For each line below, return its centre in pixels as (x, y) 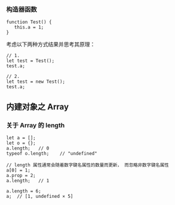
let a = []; (21, 138)
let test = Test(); (30, 61)
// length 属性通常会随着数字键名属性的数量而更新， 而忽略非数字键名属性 (87, 165)
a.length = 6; (24, 191)
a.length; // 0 (28, 148)
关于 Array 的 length (36, 125)
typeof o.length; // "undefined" (52, 153)
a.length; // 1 (28, 181)
